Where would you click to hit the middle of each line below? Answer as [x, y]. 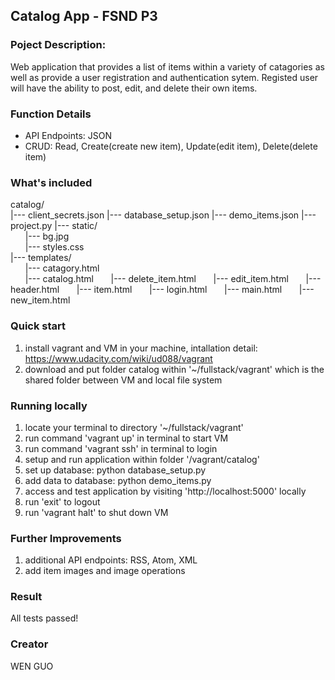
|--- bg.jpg [47, 236]
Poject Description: [58, 45]
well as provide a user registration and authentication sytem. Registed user [164, 77]
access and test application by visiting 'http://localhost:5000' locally [165, 491]
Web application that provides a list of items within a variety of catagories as [167, 66]
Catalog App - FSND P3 [84, 16]
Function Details [51, 114]
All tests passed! [44, 618]
